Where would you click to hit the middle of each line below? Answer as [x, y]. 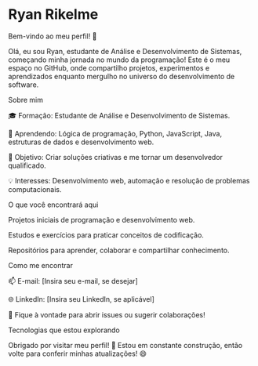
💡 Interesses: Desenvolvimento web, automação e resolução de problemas [129, 180]
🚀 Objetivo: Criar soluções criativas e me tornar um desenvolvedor [116, 157]
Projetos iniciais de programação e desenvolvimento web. [102, 219]
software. [24, 85]
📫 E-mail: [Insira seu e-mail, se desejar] [73, 281]
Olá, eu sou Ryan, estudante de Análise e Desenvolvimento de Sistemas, [125, 51]
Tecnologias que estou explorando [64, 330]
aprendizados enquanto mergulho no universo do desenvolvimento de [122, 76]
